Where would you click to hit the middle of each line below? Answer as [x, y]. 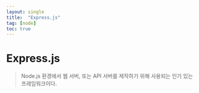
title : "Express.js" [33, 18]
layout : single [25, 12]
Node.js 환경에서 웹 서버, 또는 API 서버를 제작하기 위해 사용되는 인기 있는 [107, 76]
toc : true [19, 29]
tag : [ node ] [21, 23]
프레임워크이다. [39, 84]
